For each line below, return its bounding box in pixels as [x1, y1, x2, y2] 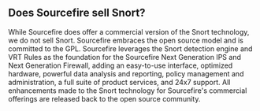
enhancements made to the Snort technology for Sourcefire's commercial [8, 86, 247, 95]
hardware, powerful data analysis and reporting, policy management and [8, 68, 244, 78]
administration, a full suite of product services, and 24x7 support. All [8, 77, 231, 87]
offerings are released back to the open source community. [8, 94, 201, 103]
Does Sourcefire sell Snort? [8, 6, 146, 20]
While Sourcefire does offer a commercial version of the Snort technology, [8, 27, 250, 36]
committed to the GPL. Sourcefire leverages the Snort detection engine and [8, 43, 253, 54]
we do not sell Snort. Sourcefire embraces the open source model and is [8, 35, 244, 45]
